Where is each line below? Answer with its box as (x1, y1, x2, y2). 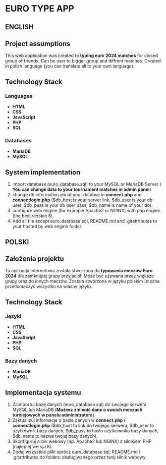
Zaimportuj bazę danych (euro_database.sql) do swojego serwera (12, 402, 147, 407)
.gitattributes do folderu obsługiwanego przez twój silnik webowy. (12, 454, 147, 460)
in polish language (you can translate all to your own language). (5, 63, 135, 69)
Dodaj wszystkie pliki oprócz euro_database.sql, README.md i (12, 449, 140, 455)
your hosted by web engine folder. (12, 224, 83, 230)
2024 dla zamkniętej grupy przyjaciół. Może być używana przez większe (5, 273, 154, 279)
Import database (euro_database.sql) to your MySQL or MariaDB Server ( (12, 181, 162, 187)
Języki (5, 313, 22, 320)
